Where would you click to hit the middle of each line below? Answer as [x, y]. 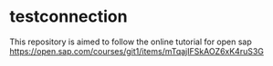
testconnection [68, 17]
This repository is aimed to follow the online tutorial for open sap [131, 42]
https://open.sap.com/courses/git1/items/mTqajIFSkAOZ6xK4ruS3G [137, 51]
